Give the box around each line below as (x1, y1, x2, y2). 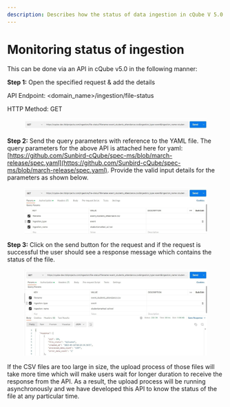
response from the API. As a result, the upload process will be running (7, 377, 206, 386)
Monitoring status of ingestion (7, 41, 185, 57)
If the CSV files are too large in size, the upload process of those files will (7, 363, 215, 371)
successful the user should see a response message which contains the (7, 248, 212, 257)
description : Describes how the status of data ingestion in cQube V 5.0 (7, 11, 224, 18)
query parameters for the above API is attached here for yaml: (7, 144, 183, 152)
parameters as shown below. (7, 173, 89, 182)
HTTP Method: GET (7, 104, 63, 113)
